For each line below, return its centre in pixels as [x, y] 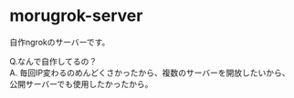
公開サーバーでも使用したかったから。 [81, 83]
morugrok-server [76, 16]
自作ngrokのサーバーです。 [60, 42]
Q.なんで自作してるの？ [53, 61]
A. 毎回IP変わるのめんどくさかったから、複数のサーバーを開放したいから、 [150, 73]
